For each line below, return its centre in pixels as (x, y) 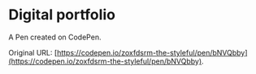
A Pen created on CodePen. (55, 37)
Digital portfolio (62, 15)
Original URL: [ (33, 52)
